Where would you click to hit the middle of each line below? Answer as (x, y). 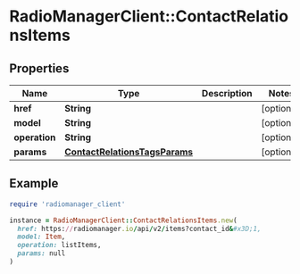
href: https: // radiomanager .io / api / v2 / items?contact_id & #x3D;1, (139, 228)
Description (227, 93)
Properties (39, 68)
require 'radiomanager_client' (67, 204)
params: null (42, 253)
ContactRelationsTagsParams (129, 152)
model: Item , (42, 237)
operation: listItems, (59, 245)
